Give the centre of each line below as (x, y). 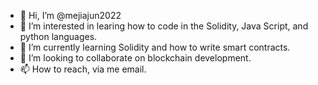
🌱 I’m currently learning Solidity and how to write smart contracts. (155, 47)
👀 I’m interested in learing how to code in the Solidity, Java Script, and (164, 26)
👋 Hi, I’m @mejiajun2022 (70, 15)
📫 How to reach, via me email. (83, 69)
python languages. (58, 36)
